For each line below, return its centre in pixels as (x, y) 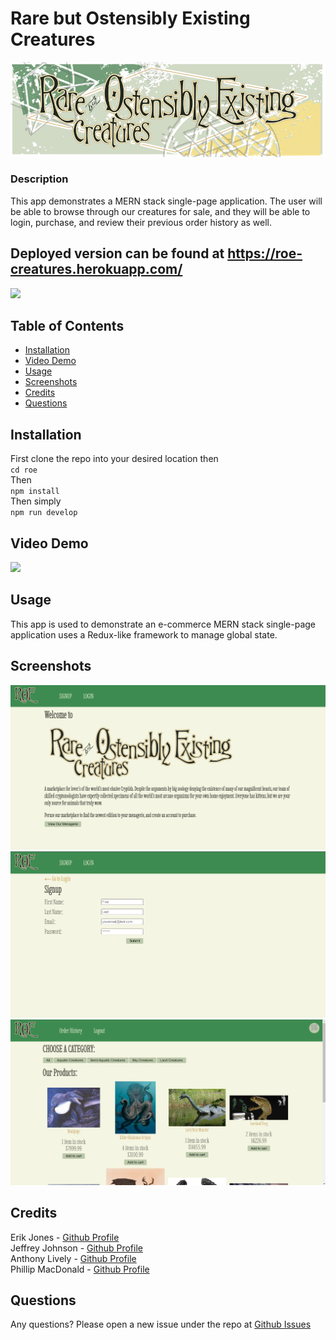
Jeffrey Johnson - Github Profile (76, 1248)
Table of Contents (67, 326)
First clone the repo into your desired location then (114, 459)
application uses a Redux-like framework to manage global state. (144, 634)
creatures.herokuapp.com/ (96, 269)
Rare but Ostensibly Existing (130, 18)
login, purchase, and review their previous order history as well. (141, 222)
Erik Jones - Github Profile (65, 1237)
